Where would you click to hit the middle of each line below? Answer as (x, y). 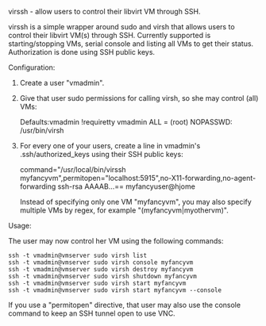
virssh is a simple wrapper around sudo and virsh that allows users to (122, 27)
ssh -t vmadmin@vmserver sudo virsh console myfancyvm (101, 263)
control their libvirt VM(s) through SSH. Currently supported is (110, 35)
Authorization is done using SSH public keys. (82, 52)
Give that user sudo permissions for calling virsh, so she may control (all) (139, 98)
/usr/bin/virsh (42, 130)
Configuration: (32, 67)
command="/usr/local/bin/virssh (73, 169)
